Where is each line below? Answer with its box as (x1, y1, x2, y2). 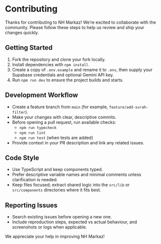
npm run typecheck (19, 125, 57, 130)
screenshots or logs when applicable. (12, 224, 87, 230)
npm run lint (19, 130, 46, 135)
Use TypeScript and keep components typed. (12, 167, 103, 172)
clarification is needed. (12, 177, 58, 183)
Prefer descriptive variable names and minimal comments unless (12, 172, 142, 177)
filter (12, 110, 26, 115)
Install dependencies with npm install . (12, 61, 90, 67)
